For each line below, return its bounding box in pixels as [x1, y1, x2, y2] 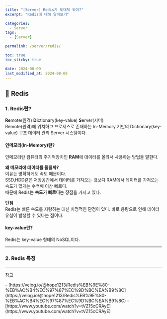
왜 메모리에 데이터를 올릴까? [5, 164, 59, 170]
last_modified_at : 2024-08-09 [5, 71, 68, 76]
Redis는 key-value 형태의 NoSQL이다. [5, 237, 81, 242]
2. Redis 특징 [5, 255, 36, 262]
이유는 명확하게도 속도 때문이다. [5, 171, 67, 177]
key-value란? [5, 225, 33, 231]
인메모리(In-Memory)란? [5, 142, 55, 148]
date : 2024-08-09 [5, 66, 41, 71]
